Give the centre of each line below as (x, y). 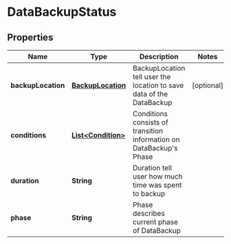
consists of (151, 122)
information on (156, 140)
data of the (151, 94)
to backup (149, 193)
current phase (156, 222)
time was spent (157, 185)
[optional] (208, 85)
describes (149, 213)
